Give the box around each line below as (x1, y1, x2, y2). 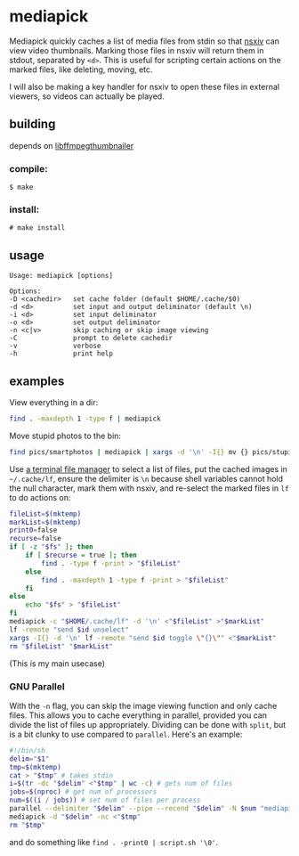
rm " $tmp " (9, 820, 46, 829)
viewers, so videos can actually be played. (9, 91, 165, 102)
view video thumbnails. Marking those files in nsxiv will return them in (9, 45, 264, 55)
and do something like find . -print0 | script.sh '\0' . (9, 836, 219, 847)
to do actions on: (9, 492, 71, 502)
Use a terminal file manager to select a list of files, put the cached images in (9, 463, 287, 474)
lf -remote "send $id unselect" (9, 625, 129, 634)
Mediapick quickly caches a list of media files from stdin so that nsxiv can (9, 36, 280, 46)
